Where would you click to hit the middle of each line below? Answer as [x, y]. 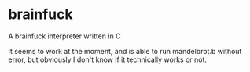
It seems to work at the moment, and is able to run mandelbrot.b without [125, 51]
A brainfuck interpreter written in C [64, 36]
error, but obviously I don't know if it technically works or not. [107, 59]
